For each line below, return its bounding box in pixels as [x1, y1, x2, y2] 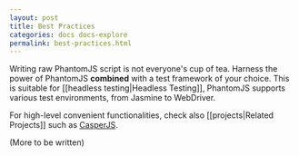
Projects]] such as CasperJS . [9, 120, 118, 131]
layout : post [9, 13, 59, 23]
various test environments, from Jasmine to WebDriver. [9, 93, 216, 103]
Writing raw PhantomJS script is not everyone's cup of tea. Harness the [9, 63, 278, 74]
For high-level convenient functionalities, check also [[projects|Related [9, 110, 274, 121]
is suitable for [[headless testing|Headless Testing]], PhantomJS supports [9, 83, 286, 93]
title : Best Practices [9, 22, 95, 31]
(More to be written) [9, 137, 85, 148]
